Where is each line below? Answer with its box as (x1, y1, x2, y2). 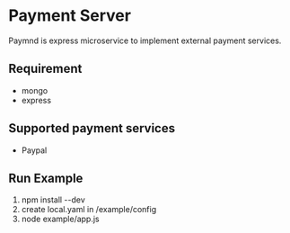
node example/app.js (21, 213, 100, 225)
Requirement (8, 61, 83, 76)
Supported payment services (8, 121, 176, 136)
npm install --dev (21, 194, 86, 205)
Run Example (8, 170, 83, 185)
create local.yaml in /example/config (21, 204, 157, 215)
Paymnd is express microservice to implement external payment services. (8, 35, 282, 46)
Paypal (21, 145, 48, 156)
